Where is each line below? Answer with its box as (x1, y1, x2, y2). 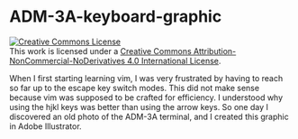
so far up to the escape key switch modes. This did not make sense (9, 82, 259, 93)
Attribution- (193, 45, 237, 56)
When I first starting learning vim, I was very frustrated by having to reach (9, 72, 284, 83)
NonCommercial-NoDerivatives (9, 55, 126, 66)
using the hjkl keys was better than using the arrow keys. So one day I (9, 101, 268, 112)
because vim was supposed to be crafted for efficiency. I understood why (9, 92, 284, 103)
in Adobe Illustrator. (9, 120, 83, 132)
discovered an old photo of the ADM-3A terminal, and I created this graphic (9, 111, 290, 122)
